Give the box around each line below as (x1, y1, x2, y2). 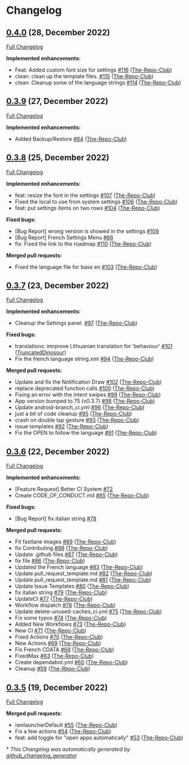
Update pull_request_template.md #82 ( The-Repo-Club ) (14, 570, 153, 577)
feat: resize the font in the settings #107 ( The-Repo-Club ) (14, 192, 156, 199)
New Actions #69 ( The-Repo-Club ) (14, 640, 101, 647)
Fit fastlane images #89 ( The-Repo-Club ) (14, 538, 116, 545)
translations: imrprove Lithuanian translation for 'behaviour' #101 (14, 343, 173, 350)
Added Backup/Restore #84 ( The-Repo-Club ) (14, 135, 127, 142)
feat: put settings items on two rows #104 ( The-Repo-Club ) (14, 204, 160, 211)
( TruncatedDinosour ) (14, 349, 67, 356)
